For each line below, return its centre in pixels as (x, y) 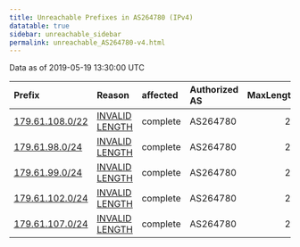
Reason (113, 95)
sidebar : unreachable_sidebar (66, 34)
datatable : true (39, 26)
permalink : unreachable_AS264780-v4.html (87, 42)
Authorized (214, 90)
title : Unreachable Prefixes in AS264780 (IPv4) (101, 17)
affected (160, 95)
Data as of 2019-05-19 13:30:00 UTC (77, 68)
